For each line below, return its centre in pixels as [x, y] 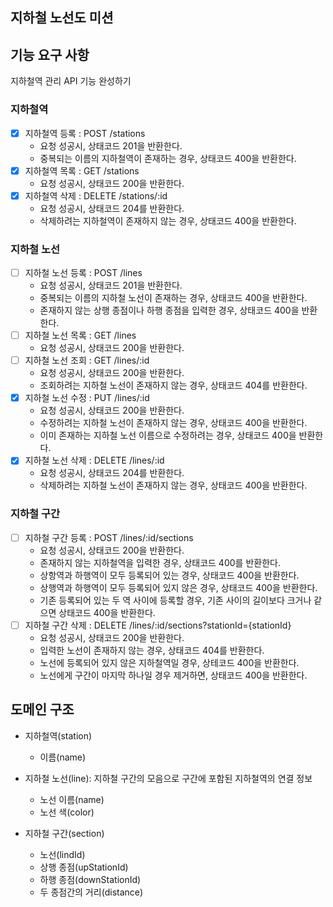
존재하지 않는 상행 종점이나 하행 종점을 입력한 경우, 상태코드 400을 [169, 310]
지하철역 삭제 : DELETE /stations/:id [96, 195]
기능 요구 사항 [50, 54]
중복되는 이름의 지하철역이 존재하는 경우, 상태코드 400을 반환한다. [168, 158]
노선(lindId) [62, 854]
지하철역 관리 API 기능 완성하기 [71, 81]
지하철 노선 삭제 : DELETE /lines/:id [94, 460]
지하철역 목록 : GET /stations [82, 170]
